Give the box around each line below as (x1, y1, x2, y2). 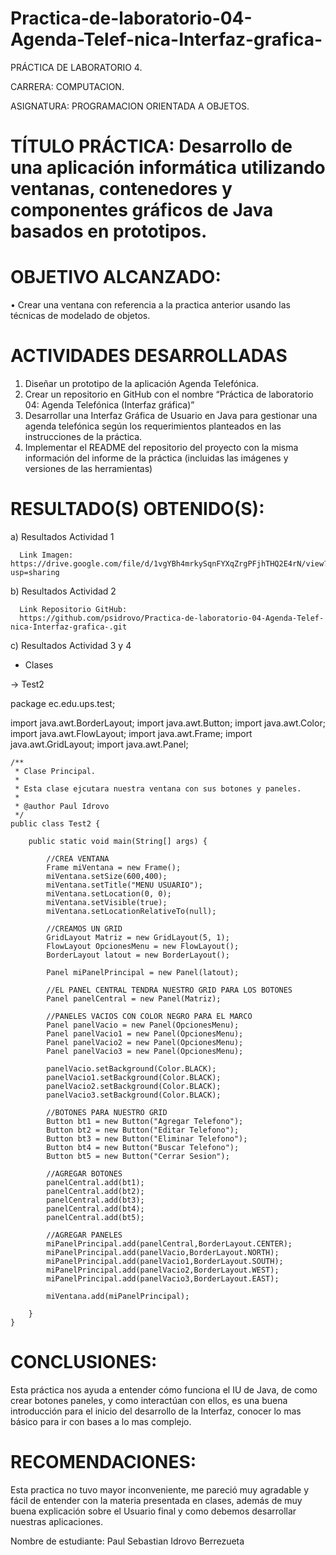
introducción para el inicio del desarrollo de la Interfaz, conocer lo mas (10, 1405, 302, 1417)
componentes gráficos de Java (10, 199, 274, 222)
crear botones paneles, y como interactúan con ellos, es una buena (10, 1394, 288, 1406)
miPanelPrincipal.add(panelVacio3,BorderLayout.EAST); (46, 1273, 280, 1284)
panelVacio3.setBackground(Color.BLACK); (46, 1090, 222, 1100)
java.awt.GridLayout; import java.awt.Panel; (10, 738, 189, 750)
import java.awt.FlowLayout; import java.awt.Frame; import (10, 727, 253, 739)
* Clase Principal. (14, 766, 97, 776)
